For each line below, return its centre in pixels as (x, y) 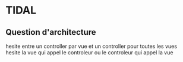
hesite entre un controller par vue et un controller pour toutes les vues (91, 46)
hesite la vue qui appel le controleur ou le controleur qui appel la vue (89, 53)
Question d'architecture (51, 32)
